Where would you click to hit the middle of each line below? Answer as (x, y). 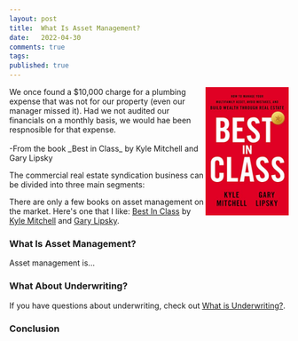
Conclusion (35, 329)
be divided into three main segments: (77, 185)
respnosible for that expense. (63, 130)
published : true (39, 66)
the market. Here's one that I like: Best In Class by (100, 211)
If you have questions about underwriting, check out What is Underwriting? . (147, 305)
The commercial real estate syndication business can (106, 175)
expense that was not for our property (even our (97, 101)
